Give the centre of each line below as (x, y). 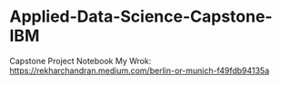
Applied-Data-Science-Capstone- (141, 17)
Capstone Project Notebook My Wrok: (80, 61)
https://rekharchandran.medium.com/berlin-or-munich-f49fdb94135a (140, 71)
